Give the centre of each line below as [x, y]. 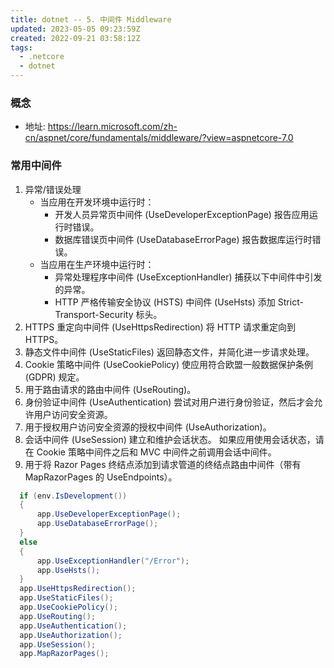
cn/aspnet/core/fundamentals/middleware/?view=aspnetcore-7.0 [159, 138]
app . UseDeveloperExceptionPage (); [109, 514]
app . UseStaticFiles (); [66, 598]
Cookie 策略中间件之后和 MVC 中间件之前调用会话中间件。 [156, 452]
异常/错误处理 [53, 189]
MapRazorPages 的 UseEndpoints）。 [101, 477]
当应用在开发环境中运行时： [97, 202]
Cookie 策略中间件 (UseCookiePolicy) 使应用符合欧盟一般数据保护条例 [168, 364]
